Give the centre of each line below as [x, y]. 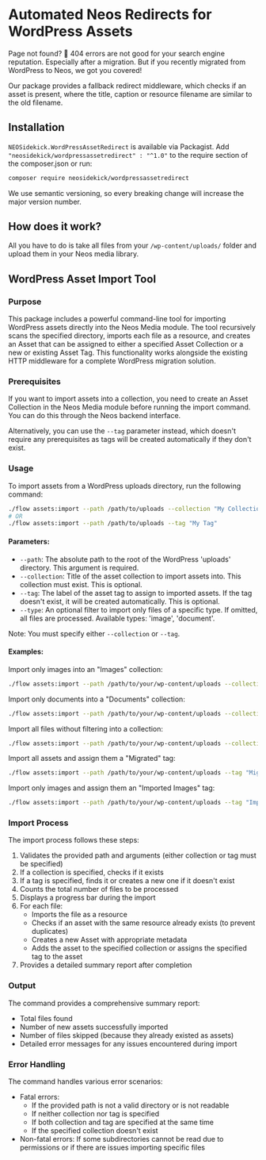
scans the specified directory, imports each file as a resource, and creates [129, 336]
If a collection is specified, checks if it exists [91, 872]
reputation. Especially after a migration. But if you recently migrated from [127, 62]
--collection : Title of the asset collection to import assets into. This [130, 576]
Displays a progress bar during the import [87, 897]
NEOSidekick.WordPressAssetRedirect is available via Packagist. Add [119, 146]
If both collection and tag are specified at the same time [122, 1122]
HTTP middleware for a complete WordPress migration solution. [112, 361]
